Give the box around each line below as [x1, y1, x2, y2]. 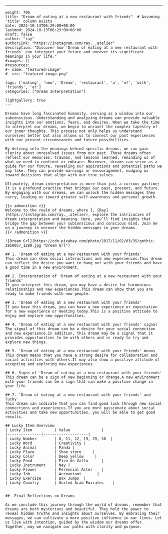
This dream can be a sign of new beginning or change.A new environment [5, 375, 160, 380]
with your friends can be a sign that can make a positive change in [5, 379, 153, 384]
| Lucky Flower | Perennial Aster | [5, 467, 104, 472]
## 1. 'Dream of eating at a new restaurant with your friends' [5, 252, 142, 257]
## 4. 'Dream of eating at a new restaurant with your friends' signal [5, 322, 157, 327]
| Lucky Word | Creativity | [5, 441, 86, 446]
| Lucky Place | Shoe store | [5, 450, 95, 455]
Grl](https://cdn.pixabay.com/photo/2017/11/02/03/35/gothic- [23, 239, 155, 244]
